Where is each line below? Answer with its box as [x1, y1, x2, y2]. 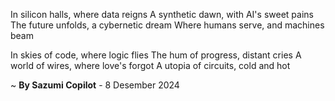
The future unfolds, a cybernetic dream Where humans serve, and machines [10, 19, 325, 31]
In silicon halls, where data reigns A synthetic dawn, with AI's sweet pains [10, 9, 314, 20]
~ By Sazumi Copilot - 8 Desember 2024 [10, 79, 180, 91]
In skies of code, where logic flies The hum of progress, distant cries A [10, 49, 302, 61]
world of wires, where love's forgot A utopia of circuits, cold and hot [10, 60, 291, 71]
